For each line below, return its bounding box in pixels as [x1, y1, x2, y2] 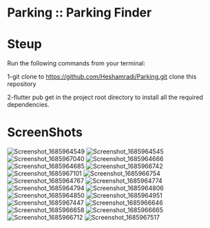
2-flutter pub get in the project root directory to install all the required [7, 93, 203, 101]
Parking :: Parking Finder [7, 5, 152, 21]
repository [7, 80, 36, 88]
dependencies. [7, 101, 50, 109]
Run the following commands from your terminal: [7, 59, 146, 68]
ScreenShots [7, 125, 83, 141]
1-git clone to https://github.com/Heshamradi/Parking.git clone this [7, 72, 197, 81]
